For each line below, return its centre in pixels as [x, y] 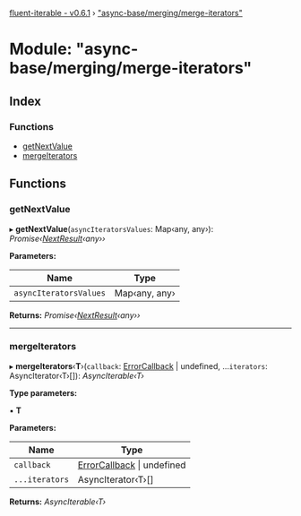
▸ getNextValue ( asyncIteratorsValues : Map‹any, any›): [112, 228]
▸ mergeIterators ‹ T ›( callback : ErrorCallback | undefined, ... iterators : [139, 365]
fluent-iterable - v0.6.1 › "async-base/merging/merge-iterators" [126, 13]
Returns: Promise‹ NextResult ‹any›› [75, 315]
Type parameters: [43, 392]
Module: [41, 49]
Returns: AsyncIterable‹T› [57, 502]
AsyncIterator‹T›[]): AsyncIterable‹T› [77, 375]
